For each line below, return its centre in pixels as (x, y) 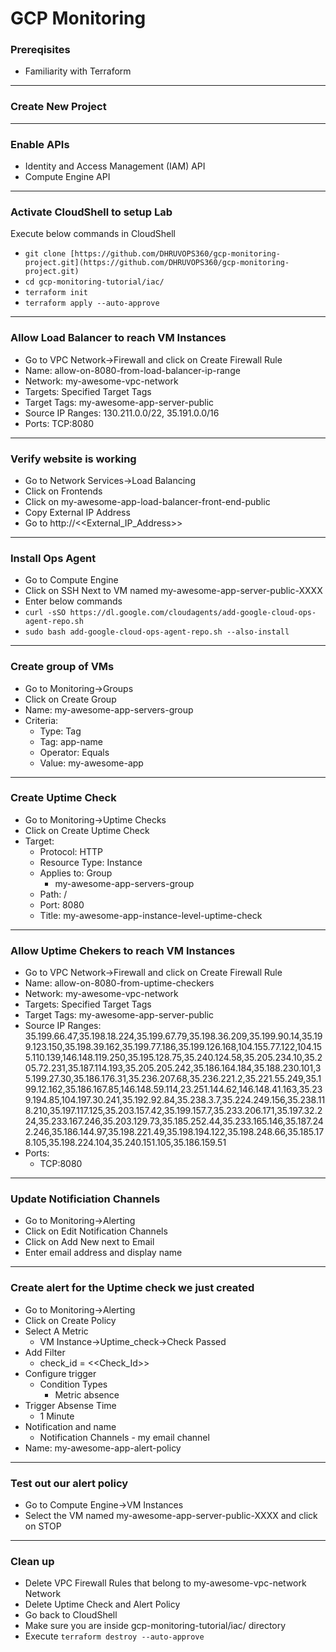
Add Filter (45, 1352)
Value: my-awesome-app (91, 763)
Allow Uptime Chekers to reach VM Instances (123, 950)
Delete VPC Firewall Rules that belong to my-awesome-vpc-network (165, 1583)
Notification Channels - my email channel (124, 1437)
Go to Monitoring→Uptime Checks (95, 819)
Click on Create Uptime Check (87, 830)
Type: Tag (60, 731)
